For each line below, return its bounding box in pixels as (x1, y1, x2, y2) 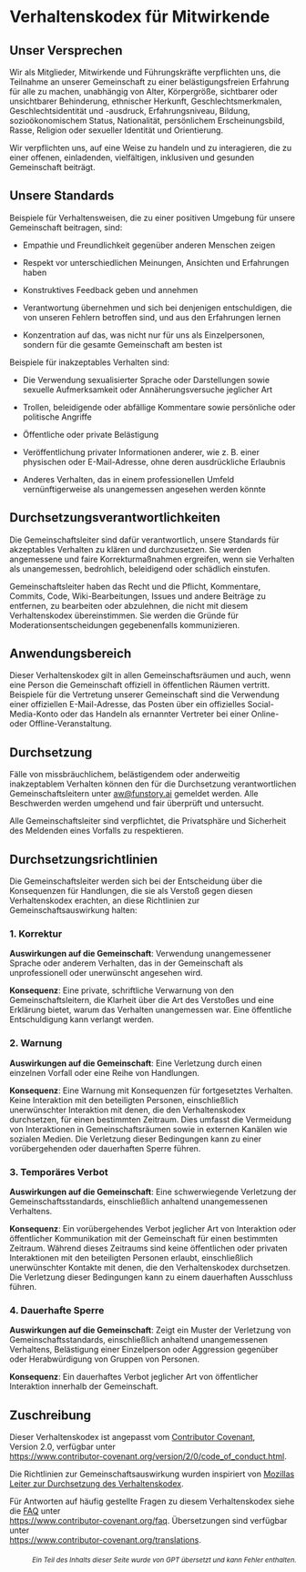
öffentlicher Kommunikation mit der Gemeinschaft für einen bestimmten (9, 1232, 278, 1243)
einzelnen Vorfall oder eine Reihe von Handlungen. (9, 1067, 200, 1078)
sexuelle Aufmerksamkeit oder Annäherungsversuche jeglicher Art (22, 384, 273, 395)
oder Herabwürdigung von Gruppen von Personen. (9, 1354, 200, 1364)
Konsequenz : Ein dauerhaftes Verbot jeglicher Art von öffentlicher (9, 1372, 259, 1383)
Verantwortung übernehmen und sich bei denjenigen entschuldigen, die (22, 302, 293, 313)
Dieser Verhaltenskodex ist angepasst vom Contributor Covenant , (9, 1432, 256, 1443)
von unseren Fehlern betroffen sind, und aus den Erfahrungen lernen (22, 311, 281, 322)
